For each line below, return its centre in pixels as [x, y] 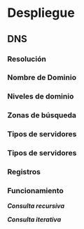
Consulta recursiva [36, 206]
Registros [24, 172]
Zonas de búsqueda [42, 115]
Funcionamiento [36, 190]
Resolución [27, 59]
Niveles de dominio [41, 96]
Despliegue [41, 13]
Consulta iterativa [34, 220]
